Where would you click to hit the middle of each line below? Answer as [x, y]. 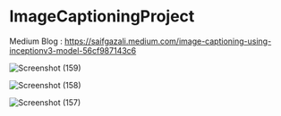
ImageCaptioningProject [102, 17]
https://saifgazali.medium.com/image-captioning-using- [168, 41]
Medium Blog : [36, 41]
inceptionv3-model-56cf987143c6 [73, 50]
